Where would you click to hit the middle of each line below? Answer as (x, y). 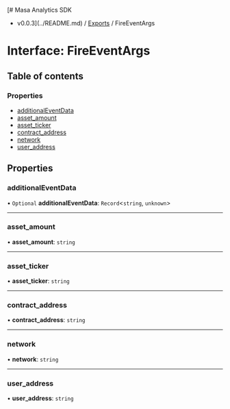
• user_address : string (40, 398)
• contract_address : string (46, 320)
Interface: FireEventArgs (79, 51)
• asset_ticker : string (38, 281)
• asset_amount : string (41, 242)
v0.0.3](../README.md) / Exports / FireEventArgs (86, 23)
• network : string (33, 359)
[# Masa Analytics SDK (39, 10)
